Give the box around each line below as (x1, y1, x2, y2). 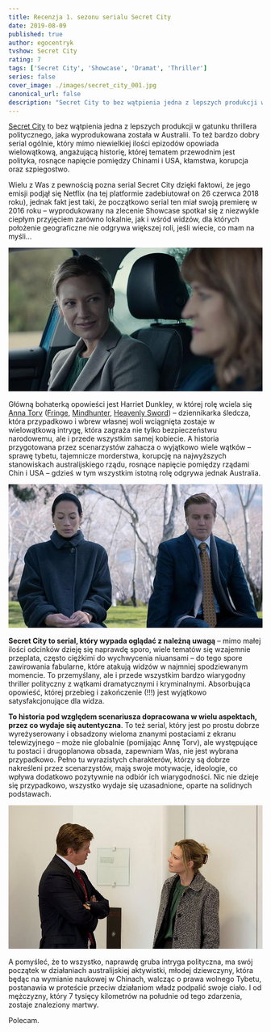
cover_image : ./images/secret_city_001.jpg (8, 81, 157, 89)
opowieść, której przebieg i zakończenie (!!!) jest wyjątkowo (8, 687, 207, 697)
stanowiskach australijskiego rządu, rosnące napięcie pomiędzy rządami (8, 459, 250, 469)
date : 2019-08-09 (8, 21, 67, 30)
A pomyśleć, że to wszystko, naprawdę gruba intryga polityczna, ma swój (8, 957, 253, 966)
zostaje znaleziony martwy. (8, 1000, 99, 1009)
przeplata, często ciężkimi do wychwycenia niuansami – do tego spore (8, 653, 243, 662)
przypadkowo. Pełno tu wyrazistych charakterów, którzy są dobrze (8, 755, 231, 764)
